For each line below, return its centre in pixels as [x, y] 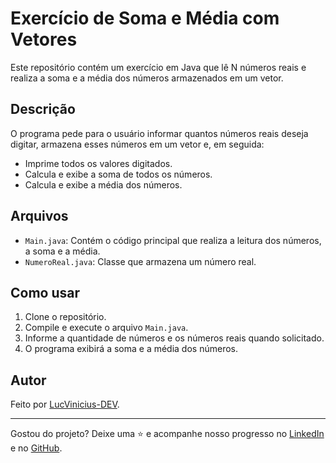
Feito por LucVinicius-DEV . [65, 404]
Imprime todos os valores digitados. [98, 163]
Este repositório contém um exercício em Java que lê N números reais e [158, 67]
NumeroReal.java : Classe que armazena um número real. [140, 261]
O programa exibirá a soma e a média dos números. [131, 349]
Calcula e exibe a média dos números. [103, 184]
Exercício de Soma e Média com [145, 18]
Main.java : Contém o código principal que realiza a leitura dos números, [173, 240]
